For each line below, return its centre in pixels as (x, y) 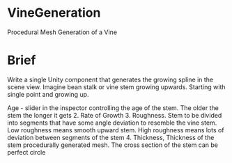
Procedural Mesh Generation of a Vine (62, 32)
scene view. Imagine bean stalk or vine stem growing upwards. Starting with (116, 87)
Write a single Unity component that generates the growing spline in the (110, 79)
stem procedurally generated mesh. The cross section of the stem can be (113, 145)
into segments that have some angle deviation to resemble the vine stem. (112, 123)
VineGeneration (54, 13)
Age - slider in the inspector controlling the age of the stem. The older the (113, 108)
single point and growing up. (48, 94)
